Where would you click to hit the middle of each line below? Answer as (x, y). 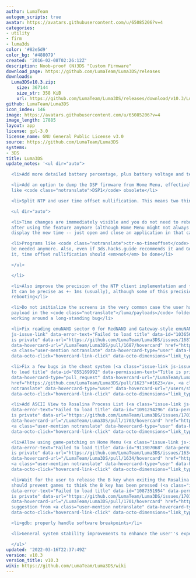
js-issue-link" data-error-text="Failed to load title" (80, 334)
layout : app (20, 126)
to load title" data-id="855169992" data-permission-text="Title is (96, 372)
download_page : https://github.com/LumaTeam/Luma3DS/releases (83, 71)
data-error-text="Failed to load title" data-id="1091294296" (88, 410)
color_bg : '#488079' (31, 55)
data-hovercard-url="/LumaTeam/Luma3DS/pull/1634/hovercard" (87, 459)
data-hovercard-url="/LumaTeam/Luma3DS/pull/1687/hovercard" (87, 345)
